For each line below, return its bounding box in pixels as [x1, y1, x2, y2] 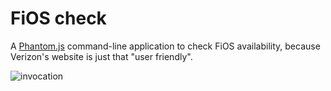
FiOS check [10, 7, 107, 30]
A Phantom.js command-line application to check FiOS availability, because [10, 40, 321, 52]
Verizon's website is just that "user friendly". [10, 50, 193, 62]
